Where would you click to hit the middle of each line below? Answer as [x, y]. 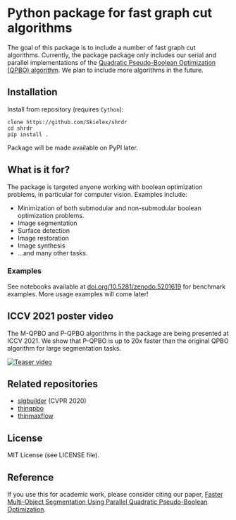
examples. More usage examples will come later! [78, 294]
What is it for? [39, 170]
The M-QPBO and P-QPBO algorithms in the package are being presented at [118, 333]
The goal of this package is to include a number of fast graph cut [101, 47]
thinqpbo [31, 409]
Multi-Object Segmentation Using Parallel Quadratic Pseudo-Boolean [107, 502]
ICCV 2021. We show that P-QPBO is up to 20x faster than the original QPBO [118, 341]
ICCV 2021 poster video [61, 316]
